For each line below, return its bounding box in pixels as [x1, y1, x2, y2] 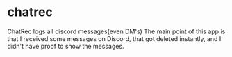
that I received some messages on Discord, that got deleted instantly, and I [7, 34, 222, 42]
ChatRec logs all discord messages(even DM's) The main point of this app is [7, 27, 226, 35]
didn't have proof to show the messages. [7, 42, 124, 50]
